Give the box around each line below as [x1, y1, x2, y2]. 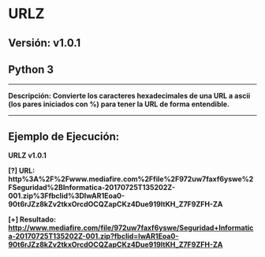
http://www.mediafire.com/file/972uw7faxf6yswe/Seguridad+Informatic [8, 223, 254, 233]
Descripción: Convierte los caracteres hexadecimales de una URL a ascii [8, 91, 251, 101]
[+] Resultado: [8, 214, 57, 225]
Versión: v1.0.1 [8, 36, 81, 50]
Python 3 [8, 62, 54, 76]
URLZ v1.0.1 [8, 151, 47, 160]
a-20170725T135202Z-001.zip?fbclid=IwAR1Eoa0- [8, 232, 179, 241]
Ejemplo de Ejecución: [8, 129, 120, 143]
